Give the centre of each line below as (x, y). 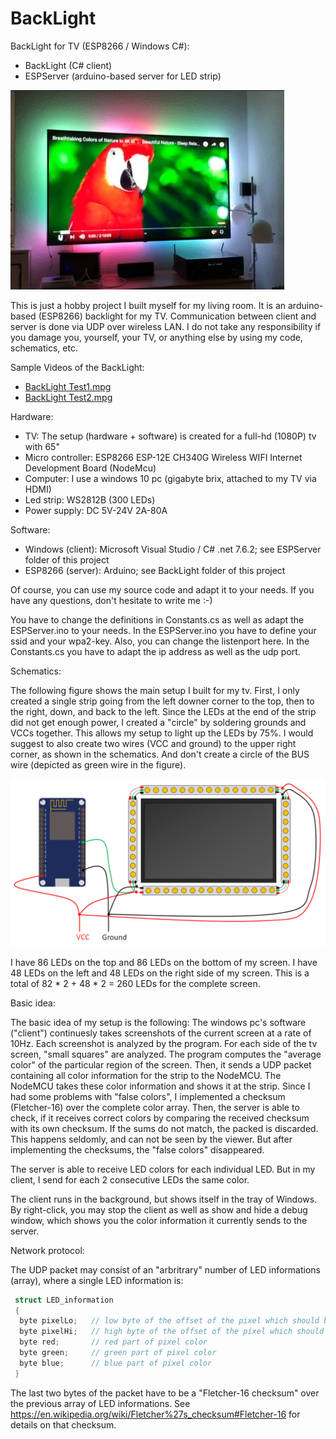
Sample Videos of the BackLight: (77, 367)
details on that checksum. (63, 1424)
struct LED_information (64, 1300)
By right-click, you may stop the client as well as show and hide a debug (159, 1209)
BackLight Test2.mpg (68, 397)
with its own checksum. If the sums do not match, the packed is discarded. (164, 1128)
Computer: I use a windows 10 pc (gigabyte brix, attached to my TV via (170, 478)
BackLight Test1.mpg (68, 386)
